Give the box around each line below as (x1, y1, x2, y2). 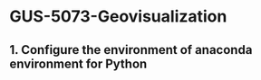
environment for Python (9, 56, 148, 71)
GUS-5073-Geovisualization (9, 6, 227, 27)
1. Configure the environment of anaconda (9, 42, 253, 58)
